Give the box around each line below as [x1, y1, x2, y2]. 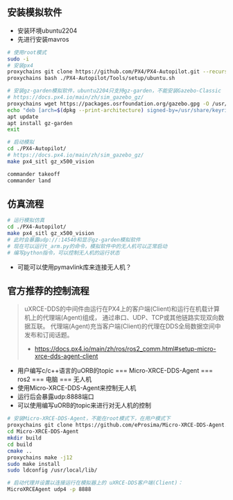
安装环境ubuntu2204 [17, 26, 78, 35]
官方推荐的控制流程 [7, 285, 89, 297]
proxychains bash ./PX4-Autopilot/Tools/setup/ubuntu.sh [7, 75, 175, 82]
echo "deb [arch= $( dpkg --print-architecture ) [7, 106, 144, 113]
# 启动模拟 [7, 138, 35, 146]
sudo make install [7, 460, 60, 467]
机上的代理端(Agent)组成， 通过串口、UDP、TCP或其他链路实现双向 [24, 314, 218, 322]
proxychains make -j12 [7, 454, 73, 461]
